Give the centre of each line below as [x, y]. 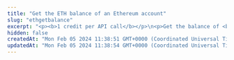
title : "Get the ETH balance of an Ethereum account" [87, 13]
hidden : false [28, 33]
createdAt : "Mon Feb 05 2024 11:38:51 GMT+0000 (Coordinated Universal [113, 39]
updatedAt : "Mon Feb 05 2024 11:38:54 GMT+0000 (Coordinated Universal [113, 46]
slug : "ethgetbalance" [40, 20]
